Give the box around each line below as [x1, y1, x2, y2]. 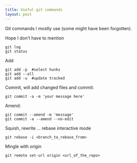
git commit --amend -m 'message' [5, 112, 74, 117]
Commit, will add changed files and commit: [5, 84, 95, 90]
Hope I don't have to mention [5, 35, 64, 41]
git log [5, 44, 21, 49]
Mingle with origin [5, 143, 42, 149]
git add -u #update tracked [5, 76, 65, 81]
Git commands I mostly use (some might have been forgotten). [5, 25, 132, 31]
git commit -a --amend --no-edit [5, 117, 74, 122]
